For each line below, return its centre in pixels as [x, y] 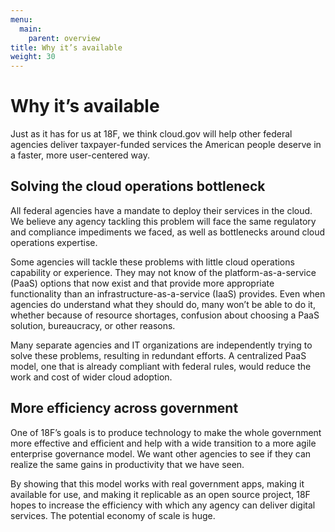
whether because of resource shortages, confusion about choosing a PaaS [165, 315]
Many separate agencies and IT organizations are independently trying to [161, 345]
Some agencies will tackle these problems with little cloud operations [152, 262]
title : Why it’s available [66, 47]
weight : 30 [33, 57]
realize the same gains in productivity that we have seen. [127, 464]
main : [31, 29]
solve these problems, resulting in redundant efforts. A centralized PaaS [158, 355]
